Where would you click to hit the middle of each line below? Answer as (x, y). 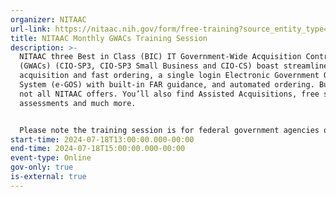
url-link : (31, 29)
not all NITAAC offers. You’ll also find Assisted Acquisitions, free (169, 94)
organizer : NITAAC (48, 19)
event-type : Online (51, 158)
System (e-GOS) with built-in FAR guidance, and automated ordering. (167, 85)
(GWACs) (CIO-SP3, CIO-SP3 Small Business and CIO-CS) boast (149, 66)
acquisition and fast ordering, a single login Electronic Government (169, 76)
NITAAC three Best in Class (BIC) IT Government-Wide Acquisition (160, 57)
